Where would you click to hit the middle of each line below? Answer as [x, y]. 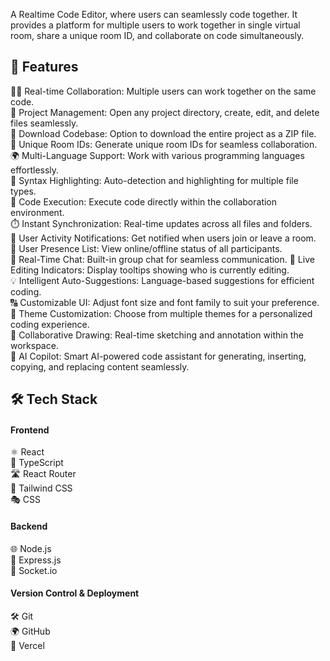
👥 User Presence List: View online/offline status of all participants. [146, 248]
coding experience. [50, 324]
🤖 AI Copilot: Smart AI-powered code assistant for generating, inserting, [158, 356]
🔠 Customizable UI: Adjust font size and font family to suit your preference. [165, 302]
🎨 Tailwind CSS [41, 488]
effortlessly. [35, 170]
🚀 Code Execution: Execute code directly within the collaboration [144, 201]
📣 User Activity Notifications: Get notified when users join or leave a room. [163, 238]
